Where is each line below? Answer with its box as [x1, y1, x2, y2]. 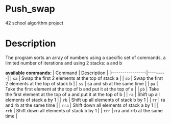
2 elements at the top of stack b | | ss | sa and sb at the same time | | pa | [5, 80, 158, 86]
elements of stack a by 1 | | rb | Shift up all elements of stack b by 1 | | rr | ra [5, 97, 165, 103]
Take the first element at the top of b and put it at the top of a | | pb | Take [5, 86, 159, 92]
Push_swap [5, 3, 55, 15]
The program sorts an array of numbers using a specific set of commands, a [5, 54, 166, 60]
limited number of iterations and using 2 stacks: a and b [5, 59, 123, 66]
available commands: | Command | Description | [5, 70, 108, 76]
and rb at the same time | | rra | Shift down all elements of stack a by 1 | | [5, 102, 159, 108]
